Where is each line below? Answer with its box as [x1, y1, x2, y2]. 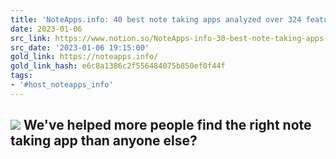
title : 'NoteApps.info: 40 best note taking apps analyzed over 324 [10, 14, 302, 25]
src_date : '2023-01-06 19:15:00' [10, 42, 150, 53]
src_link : [10, 33, 52, 43]
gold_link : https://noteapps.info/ [10, 52, 159, 62]
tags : [10, 71, 33, 81]
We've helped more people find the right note [23, 117, 312, 134]
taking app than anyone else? [10, 132, 198, 150]
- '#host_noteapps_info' [10, 80, 114, 90]
